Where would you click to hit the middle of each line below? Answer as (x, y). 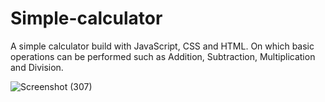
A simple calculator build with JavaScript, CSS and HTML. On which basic (162, 46)
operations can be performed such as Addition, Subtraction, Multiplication (163, 56)
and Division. (37, 67)
